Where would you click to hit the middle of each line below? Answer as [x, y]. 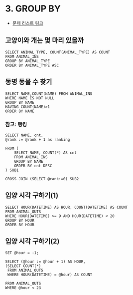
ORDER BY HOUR [20, 225]
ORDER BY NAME [20, 111]
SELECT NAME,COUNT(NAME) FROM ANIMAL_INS [49, 94]
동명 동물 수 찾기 [29, 82]
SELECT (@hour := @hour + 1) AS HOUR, [45, 262]
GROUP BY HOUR [20, 220]
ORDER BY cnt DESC [33, 166]
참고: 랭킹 [16, 124]
